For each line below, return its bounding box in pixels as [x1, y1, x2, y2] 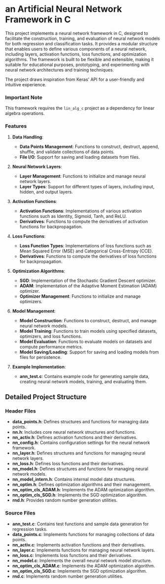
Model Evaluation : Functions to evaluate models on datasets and [19, 339, 152, 344]
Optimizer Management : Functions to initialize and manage [19, 293, 141, 299]
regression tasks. [12, 526, 48, 532]
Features [5, 123, 27, 130]
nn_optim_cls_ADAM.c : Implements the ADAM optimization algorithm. [12, 563, 155, 569]
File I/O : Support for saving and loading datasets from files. [19, 154, 140, 160]
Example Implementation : [12, 364, 66, 370]
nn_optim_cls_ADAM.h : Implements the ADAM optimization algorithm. [12, 487, 156, 493]
